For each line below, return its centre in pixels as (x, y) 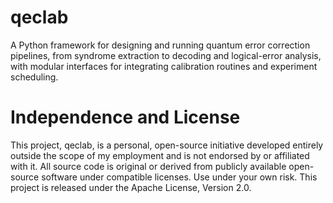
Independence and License (125, 117)
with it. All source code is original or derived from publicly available (148, 166)
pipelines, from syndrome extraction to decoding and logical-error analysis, (166, 55)
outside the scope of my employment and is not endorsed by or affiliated (160, 155)
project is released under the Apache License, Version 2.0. (131, 187)
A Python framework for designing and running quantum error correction (160, 45)
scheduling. (34, 77)
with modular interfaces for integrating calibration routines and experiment (164, 66)
